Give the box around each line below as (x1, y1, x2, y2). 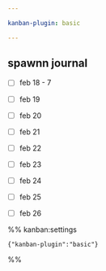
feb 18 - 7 (19, 78, 52, 88)
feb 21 (19, 127, 40, 137)
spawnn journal (7, 56, 88, 70)
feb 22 (19, 143, 42, 153)
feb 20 (19, 111, 42, 120)
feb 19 (19, 94, 40, 104)
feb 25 (19, 192, 42, 202)
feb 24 (19, 176, 42, 186)
